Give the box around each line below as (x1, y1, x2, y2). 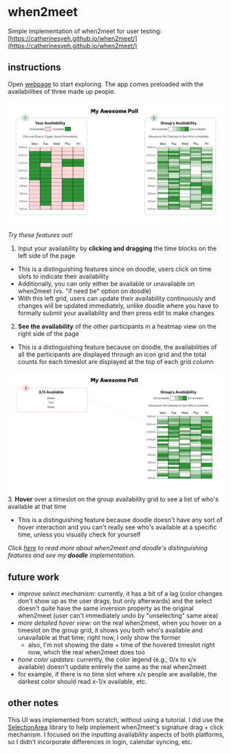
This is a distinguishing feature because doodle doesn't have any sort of (17, 516, 223, 524)
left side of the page (17, 251, 75, 259)
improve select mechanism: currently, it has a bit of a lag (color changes (17, 590, 223, 597)
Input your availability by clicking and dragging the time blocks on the (17, 244, 217, 252)
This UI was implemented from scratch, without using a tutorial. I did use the (8, 715, 224, 724)
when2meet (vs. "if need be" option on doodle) (17, 287, 152, 295)
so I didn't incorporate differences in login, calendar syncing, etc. (8, 737, 193, 745)
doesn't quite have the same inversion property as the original (17, 604, 194, 612)
